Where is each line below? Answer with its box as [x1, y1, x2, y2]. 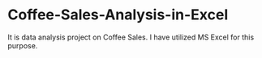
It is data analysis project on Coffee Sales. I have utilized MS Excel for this [7, 32, 255, 42]
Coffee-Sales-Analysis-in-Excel [7, 6, 229, 24]
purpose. [7, 40, 38, 50]
